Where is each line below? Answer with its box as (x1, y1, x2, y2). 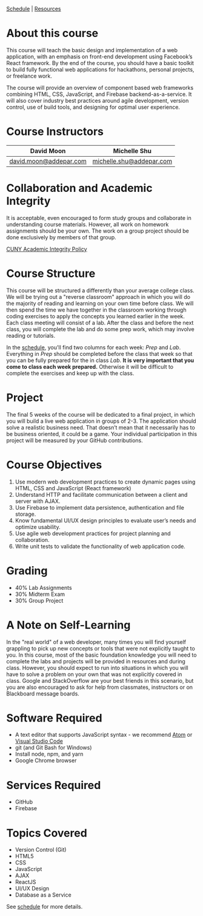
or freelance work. (6, 72, 53, 80)
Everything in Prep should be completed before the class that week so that (6, 350, 193, 357)
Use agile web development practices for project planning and (15, 530, 171, 537)
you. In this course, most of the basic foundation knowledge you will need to (6, 651, 197, 658)
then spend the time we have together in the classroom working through (6, 306, 187, 313)
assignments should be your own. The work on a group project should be (6, 227, 189, 234)
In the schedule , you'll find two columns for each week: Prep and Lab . (6, 343, 181, 351)
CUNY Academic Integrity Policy (6, 245, 87, 253)
